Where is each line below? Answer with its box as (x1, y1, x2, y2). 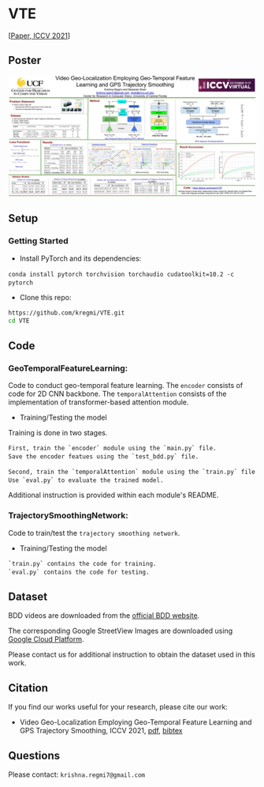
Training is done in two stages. (8, 427, 108, 437)
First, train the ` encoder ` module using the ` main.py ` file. (8, 444, 217, 452)
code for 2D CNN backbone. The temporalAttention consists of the (8, 389, 227, 398)
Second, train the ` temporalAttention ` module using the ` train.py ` (8, 468, 238, 476)
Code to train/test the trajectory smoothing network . (8, 528, 180, 537)
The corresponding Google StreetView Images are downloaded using (8, 626, 233, 636)
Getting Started (8, 235, 69, 247)
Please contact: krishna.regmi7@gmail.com (8, 770, 146, 779)
